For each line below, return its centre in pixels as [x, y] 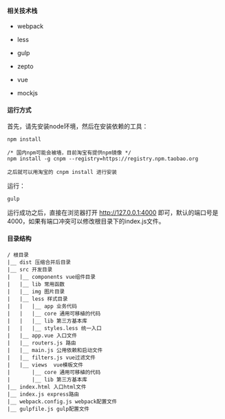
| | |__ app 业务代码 [42, 306]
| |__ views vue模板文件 [45, 365]
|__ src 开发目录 [30, 269]
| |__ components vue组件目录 [52, 277]
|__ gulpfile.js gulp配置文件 [48, 409]
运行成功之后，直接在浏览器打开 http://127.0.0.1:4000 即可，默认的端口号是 [113, 213]
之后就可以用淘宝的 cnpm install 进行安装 [62, 173]
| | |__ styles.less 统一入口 [54, 328]
